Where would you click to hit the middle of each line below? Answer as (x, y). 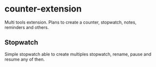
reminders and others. (27, 27)
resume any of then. (25, 59)
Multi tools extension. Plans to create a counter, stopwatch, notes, (70, 22)
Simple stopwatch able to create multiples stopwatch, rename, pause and (78, 54)
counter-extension (43, 9)
